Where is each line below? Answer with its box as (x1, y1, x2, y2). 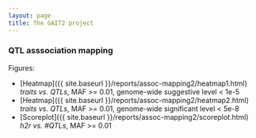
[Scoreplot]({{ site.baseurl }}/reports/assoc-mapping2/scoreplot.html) (19, 112, 249, 121)
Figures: (8, 63, 36, 72)
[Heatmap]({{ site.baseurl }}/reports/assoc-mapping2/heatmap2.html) (19, 95, 250, 105)
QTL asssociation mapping (8, 45, 113, 56)
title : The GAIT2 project (8, 19, 94, 27)
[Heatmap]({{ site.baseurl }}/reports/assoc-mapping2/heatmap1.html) (19, 79, 247, 88)
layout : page (8, 11, 52, 20)
